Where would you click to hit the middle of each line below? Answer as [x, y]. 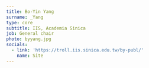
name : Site [30, 56]
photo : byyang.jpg [29, 39]
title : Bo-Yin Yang [30, 12]
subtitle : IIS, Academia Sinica [46, 28]
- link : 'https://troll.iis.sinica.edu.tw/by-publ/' [78, 50]
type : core [20, 22]
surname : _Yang [25, 17]
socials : [17, 45]
